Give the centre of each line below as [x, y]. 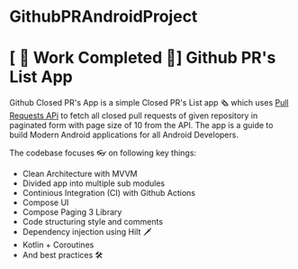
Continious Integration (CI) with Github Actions [109, 193]
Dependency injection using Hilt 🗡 [87, 232]
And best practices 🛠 [63, 255]
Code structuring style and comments [93, 222]
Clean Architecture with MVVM [80, 174]
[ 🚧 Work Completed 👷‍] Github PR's [143, 58]
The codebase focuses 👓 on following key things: [103, 153]
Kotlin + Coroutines [58, 245]
